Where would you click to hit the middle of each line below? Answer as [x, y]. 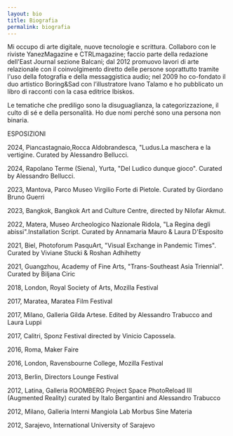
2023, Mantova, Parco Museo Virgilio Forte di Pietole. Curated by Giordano [115, 190]
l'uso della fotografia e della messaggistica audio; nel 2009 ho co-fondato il [116, 77]
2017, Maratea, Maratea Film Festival [60, 301]
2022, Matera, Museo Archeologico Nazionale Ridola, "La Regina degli [109, 224]
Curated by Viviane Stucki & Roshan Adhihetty [74, 253]
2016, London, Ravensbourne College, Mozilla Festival [85, 364]
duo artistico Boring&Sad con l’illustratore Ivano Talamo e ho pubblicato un [115, 84]
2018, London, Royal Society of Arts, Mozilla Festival [83, 288]
